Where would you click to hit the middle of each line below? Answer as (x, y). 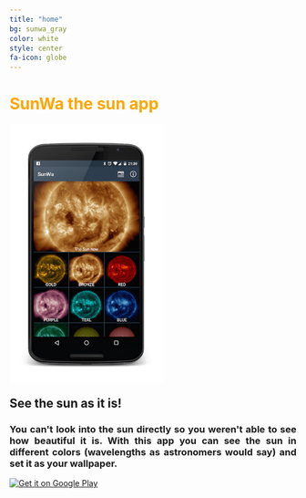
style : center (36, 48)
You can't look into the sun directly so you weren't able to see (153, 429)
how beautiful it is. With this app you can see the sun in (153, 441)
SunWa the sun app (84, 104)
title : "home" (36, 19)
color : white (34, 38)
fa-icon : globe (38, 58)
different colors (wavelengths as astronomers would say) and (153, 451)
